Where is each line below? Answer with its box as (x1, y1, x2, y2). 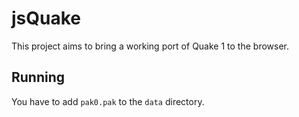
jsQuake (11, 7, 82, 30)
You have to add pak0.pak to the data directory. (11, 95, 205, 107)
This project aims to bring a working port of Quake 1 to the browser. (11, 40, 290, 52)
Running (11, 69, 66, 86)
